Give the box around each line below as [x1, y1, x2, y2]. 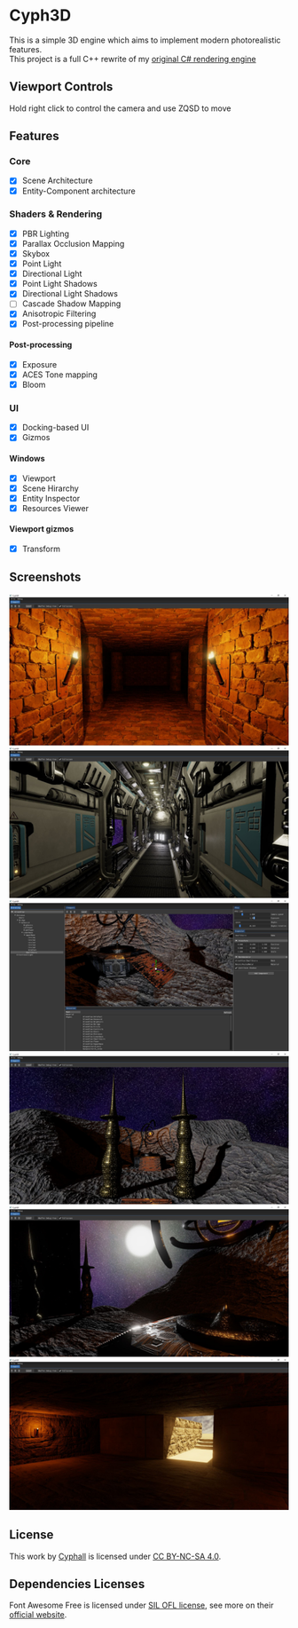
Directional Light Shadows [21, 288, 118, 299]
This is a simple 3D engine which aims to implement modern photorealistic [9, 35, 281, 45]
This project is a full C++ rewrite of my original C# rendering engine [9, 53, 256, 64]
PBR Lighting [21, 228, 69, 239]
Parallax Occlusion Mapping [21, 238, 125, 249]
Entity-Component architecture [21, 186, 136, 196]
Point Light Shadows [21, 279, 98, 289]
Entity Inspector [21, 493, 81, 503]
